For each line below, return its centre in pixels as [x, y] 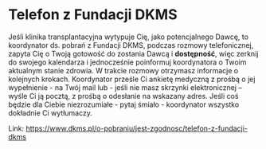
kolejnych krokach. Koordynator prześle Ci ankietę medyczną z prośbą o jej [132, 79]
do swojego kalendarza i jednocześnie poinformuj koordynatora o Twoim [127, 62]
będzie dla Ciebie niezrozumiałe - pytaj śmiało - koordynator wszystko [124, 104]
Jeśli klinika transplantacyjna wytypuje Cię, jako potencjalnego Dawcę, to [129, 37]
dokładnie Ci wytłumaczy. [51, 112]
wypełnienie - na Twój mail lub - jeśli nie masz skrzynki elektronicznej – [125, 87]
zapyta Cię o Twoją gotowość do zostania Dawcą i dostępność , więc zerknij [133, 53]
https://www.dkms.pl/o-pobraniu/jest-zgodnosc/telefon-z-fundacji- [137, 128]
